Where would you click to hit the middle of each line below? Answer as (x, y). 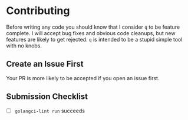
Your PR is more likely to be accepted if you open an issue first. (83, 78)
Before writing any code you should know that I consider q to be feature (93, 27)
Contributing (38, 11)
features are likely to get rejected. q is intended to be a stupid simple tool (94, 39)
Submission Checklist (47, 97)
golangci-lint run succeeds (50, 111)
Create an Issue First (45, 64)
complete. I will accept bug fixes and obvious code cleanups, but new (91, 33)
